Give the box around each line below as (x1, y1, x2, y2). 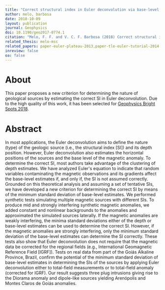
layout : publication (5, 21, 48, 26)
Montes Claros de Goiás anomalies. (5, 281, 77, 287)
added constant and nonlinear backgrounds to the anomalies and (5, 207, 137, 213)
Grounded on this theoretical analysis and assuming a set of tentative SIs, (5, 181, 154, 187)
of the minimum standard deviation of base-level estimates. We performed (5, 192, 156, 198)
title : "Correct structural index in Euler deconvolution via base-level (5, 7, 160, 12)
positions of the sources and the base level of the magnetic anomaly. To (5, 155, 151, 161)
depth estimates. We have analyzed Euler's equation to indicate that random (5, 166, 160, 172)
